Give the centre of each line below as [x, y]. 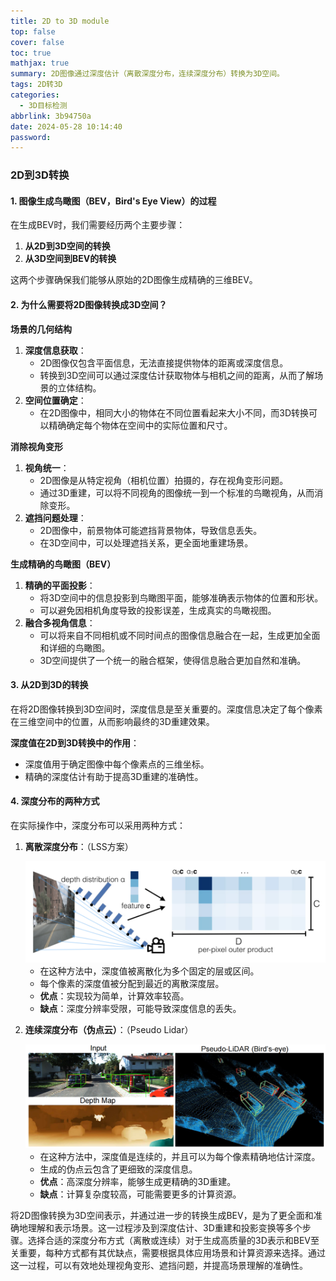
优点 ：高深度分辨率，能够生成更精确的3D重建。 [138, 1181]
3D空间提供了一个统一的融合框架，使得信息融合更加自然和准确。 [173, 660]
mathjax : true [40, 63]
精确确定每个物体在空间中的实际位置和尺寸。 [140, 425]
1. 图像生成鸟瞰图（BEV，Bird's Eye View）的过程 [113, 201]
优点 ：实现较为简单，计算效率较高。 [114, 996]
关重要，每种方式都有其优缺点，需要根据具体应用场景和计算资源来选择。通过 [168, 1252]
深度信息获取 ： [55, 350]
